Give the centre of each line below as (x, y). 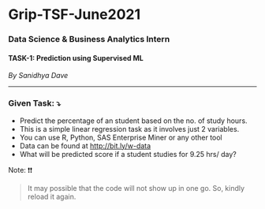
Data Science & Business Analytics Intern (89, 39)
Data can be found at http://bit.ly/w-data (85, 146)
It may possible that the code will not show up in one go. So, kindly (136, 188)
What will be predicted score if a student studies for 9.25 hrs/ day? (128, 154)
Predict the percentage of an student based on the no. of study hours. (133, 121)
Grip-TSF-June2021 (74, 15)
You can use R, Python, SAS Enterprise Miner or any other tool (121, 137)
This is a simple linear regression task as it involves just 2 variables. (129, 129)
